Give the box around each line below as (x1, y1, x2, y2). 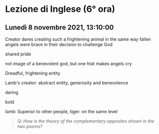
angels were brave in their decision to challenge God (5, 42, 113, 47)
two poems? (17, 124, 43, 129)
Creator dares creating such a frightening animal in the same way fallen (5, 36, 151, 42)
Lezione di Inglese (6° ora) (5, 3, 115, 15)
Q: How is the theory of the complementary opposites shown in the (17, 118, 155, 124)
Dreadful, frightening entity (5, 70, 60, 76)
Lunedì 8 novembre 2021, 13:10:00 (5, 23, 114, 32)
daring (5, 89, 19, 95)
